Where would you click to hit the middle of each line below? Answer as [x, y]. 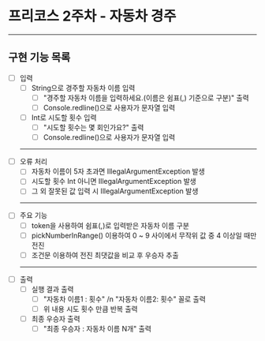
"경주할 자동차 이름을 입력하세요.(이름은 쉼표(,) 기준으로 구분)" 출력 [146, 97]
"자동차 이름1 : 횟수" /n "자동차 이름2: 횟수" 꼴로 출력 [125, 299]
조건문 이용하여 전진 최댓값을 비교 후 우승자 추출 [105, 255]
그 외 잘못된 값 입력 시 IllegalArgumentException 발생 [115, 191]
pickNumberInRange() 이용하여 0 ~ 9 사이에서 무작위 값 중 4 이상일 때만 [144, 235]
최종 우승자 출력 [56, 319]
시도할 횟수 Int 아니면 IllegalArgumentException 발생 [114, 182]
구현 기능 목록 [39, 57]
